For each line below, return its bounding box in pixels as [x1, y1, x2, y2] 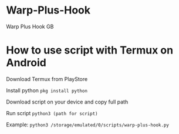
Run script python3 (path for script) [6, 109, 98, 116]
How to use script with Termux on [6, 43, 174, 57]
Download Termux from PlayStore [6, 75, 88, 82]
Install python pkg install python [6, 86, 88, 94]
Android [6, 56, 47, 69]
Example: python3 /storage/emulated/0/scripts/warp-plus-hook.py [6, 121, 169, 128]
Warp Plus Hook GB [6, 23, 54, 30]
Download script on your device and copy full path [6, 98, 129, 105]
